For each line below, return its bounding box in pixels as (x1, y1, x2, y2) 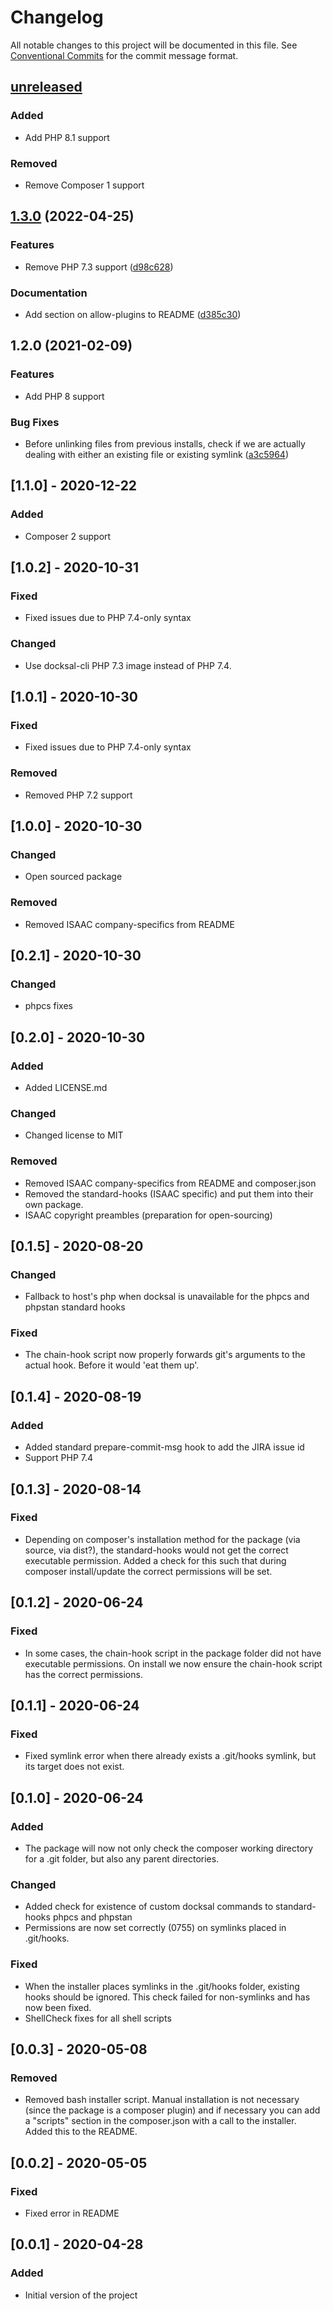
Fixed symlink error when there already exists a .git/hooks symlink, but (24, 1750, 317, 1762)
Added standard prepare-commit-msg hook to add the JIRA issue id (24, 1441, 305, 1453)
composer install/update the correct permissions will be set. (24, 1565, 273, 1577)
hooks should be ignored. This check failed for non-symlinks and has (24, 1991, 311, 2003)
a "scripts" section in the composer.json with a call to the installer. (24, 2115, 297, 2127)
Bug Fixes (10, 415, 60, 429)
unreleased (10, 79, 83, 96)
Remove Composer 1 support (24, 179, 145, 191)
